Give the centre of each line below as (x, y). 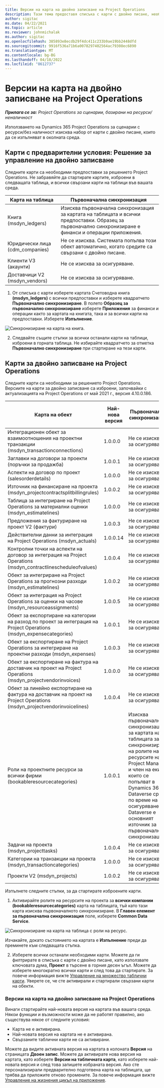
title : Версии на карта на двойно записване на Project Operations (75, 10)
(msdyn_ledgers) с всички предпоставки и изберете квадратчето (81, 298)
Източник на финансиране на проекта (53, 486)
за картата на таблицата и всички (101, 214)
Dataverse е (142, 812)
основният (141, 818)
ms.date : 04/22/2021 (26, 23)
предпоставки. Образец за (92, 220)
